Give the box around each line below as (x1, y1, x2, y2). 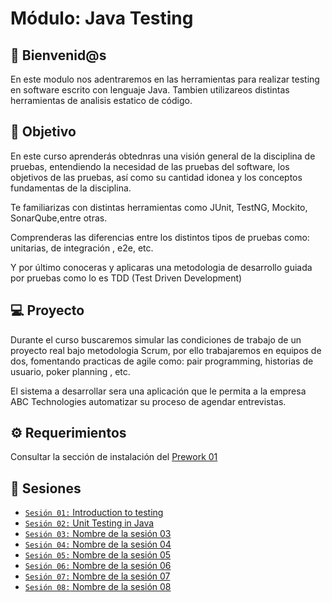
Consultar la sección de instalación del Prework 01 (10, 451, 218, 463)
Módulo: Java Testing (10, 7, 194, 30)
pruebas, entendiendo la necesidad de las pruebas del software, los (10, 160, 290, 172)
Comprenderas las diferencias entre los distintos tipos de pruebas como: (10, 231, 310, 243)
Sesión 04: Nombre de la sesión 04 (24, 538, 172, 551)
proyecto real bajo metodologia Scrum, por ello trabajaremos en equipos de (10, 344, 322, 356)
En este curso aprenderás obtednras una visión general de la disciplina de (10, 150, 316, 162)
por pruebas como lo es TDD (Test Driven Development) (10, 272, 243, 284)
